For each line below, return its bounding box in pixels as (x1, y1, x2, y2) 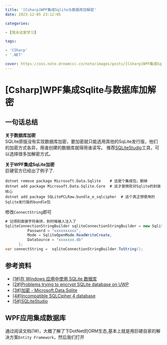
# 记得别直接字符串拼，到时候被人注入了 (5, 219, 77, 224)
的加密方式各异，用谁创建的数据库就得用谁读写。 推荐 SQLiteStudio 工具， (5, 145, 155, 151)
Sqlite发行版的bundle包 (5, 199, 51, 204)
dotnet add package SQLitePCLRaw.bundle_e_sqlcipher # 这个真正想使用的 (5, 194, 155, 199)
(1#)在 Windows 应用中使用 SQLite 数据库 (12, 275, 97, 281)
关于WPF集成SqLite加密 (5, 161, 55, 167)
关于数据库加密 (5, 132, 36, 138)
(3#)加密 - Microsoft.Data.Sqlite (12, 287, 78, 293)
